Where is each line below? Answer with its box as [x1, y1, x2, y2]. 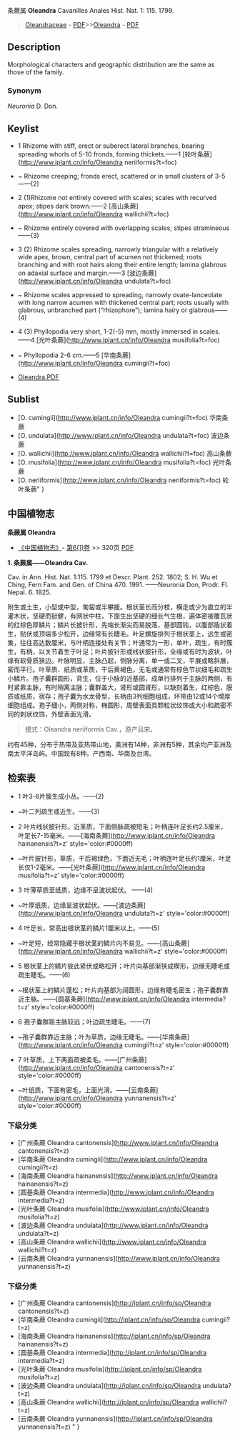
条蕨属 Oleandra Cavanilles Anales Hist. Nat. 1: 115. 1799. [7, 6, 174, 14]
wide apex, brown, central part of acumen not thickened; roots [17, 252, 202, 261]
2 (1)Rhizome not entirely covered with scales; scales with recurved [17, 193, 217, 201]
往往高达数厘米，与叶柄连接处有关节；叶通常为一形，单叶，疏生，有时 [19, 638, 226, 646]
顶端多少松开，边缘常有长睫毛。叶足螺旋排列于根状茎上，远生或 [38, 629, 226, 638]
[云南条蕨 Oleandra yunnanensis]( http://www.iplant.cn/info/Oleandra [17, 1254, 220, 1262]
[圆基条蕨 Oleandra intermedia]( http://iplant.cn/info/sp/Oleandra [17, 1348, 207, 1357]
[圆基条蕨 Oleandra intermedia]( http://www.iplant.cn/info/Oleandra [17, 1188, 214, 1197]
